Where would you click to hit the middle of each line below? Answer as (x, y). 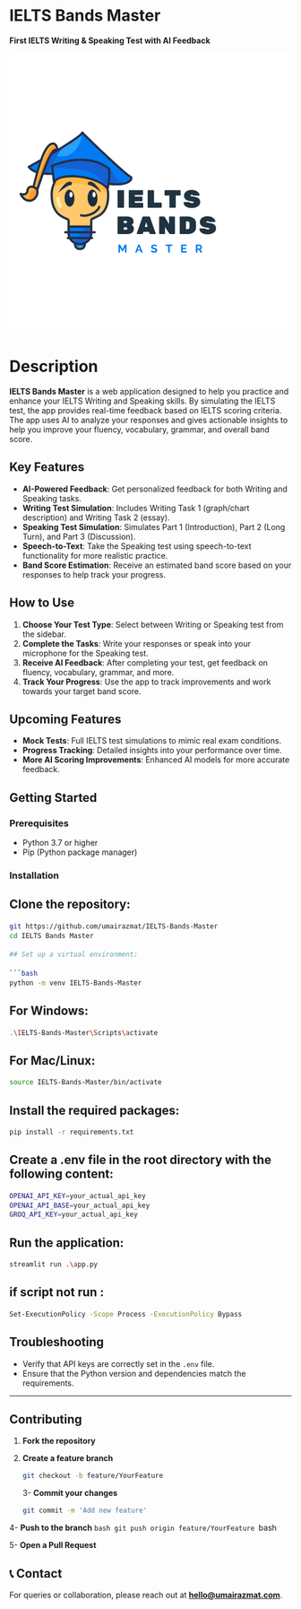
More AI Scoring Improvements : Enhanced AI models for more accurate (156, 760)
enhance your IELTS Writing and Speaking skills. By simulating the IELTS (142, 401)
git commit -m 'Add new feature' (85, 1511)
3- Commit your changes (70, 1493)
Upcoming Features (65, 719)
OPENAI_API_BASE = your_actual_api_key (80, 1205)
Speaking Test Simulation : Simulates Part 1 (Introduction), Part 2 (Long (154, 526)
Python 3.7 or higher (60, 843)
